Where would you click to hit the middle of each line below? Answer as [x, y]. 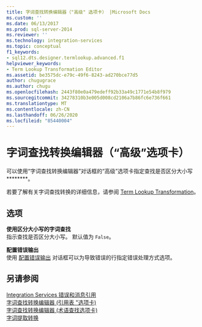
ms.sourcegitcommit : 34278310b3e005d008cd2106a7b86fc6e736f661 [89, 98]
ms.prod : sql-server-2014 [39, 29]
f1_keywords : [23, 52]
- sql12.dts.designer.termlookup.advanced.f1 [65, 58]
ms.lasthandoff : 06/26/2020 [42, 115]
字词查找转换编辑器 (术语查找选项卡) [52, 310]
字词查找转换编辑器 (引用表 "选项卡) [51, 302]
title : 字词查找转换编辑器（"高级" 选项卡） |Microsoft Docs [79, 12]
